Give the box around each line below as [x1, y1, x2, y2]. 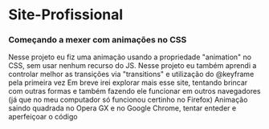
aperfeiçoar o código [8, 112, 78, 122]
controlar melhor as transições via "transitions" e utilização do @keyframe [8, 70, 255, 79]
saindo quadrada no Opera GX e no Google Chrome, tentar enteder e [8, 103, 237, 113]
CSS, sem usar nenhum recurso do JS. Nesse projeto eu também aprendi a [8, 61, 257, 71]
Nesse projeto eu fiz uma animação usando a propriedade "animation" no [8, 52, 251, 62]
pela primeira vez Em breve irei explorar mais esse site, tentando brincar [8, 78, 248, 87]
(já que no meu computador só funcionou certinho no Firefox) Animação [8, 95, 248, 105]
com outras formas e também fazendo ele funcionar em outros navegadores [8, 87, 261, 96]
